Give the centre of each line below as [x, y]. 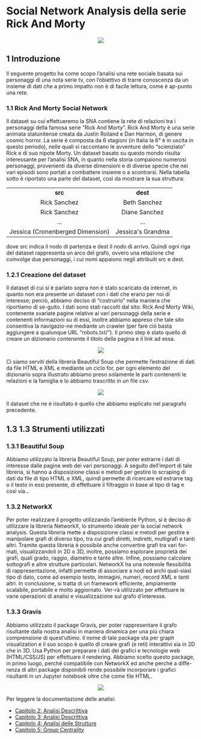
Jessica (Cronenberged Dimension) [59, 232]
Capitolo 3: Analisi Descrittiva [51, 717]
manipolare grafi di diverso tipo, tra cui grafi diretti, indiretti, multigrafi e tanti [100, 539]
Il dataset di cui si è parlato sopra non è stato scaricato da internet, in [92, 288]
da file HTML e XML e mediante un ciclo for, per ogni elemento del [88, 368]
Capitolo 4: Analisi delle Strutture [56, 723]
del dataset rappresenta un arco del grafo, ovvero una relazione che [90, 253]
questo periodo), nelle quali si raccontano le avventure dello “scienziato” [96, 147]
